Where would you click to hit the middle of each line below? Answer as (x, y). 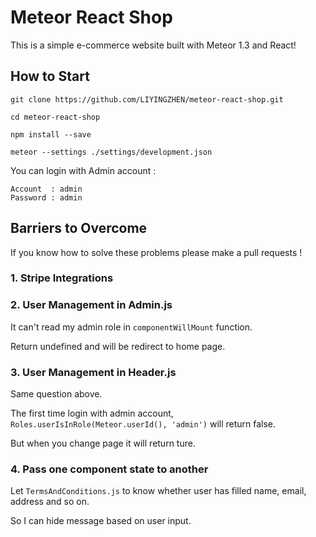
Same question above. (56, 394)
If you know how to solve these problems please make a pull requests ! (156, 252)
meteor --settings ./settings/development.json (111, 152)
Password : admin (46, 197)
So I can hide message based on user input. (101, 521)
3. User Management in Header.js (93, 372)
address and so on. (50, 502)
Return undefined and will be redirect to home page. (118, 346)
